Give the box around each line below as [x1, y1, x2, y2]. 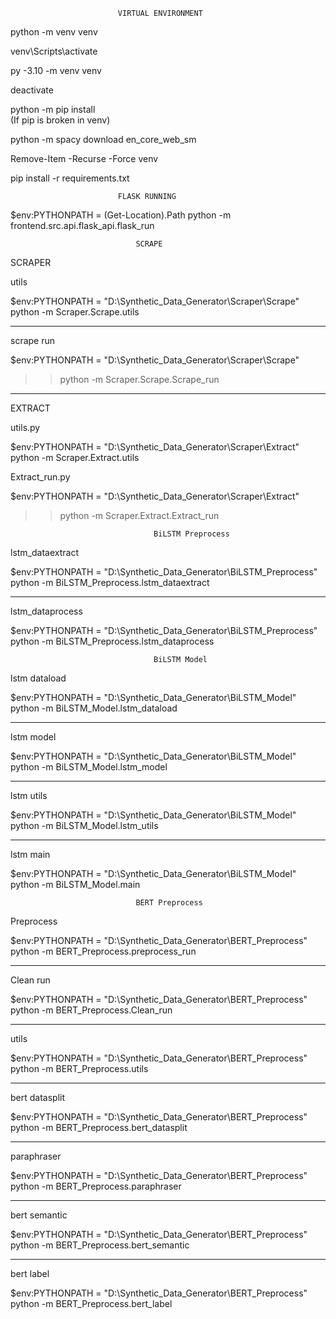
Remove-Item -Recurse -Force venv [10, 153, 159, 164]
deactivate [10, 84, 54, 96]
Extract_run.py [10, 471, 71, 483]
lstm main [10, 849, 51, 860]
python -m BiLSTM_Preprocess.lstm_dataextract [10, 577, 210, 588]
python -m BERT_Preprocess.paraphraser [10, 1180, 182, 1192]
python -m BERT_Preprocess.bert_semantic [10, 1239, 190, 1251]
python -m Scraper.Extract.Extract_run [59, 510, 220, 521]
